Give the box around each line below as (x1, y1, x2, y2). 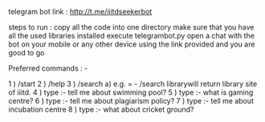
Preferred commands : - (8, 63, 88, 73)
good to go (8, 48, 45, 57)
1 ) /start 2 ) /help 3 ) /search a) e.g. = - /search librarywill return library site (8, 79, 258, 88)
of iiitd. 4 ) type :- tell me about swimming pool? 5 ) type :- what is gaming (8, 87, 254, 97)
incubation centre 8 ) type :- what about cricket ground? (8, 104, 194, 114)
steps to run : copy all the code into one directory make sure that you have (8, 22, 255, 31)
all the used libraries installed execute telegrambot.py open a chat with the (8, 31, 255, 40)
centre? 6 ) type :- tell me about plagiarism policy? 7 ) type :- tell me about (8, 96, 255, 105)
